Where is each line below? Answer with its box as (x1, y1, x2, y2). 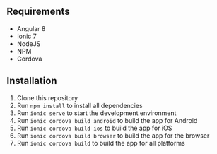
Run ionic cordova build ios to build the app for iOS (16, 124, 172, 132)
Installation (6, 75, 57, 87)
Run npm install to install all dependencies (16, 101, 143, 109)
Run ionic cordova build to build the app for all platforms (16, 138, 185, 147)
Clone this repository (16, 93, 78, 102)
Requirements (6, 6, 70, 18)
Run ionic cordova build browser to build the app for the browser (16, 131, 210, 140)
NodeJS (16, 39, 41, 48)
